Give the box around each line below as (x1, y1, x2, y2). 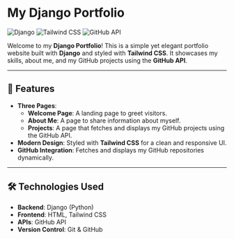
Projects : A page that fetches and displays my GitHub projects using (27, 123, 225, 132)
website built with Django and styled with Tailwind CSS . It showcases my (7, 49, 218, 57)
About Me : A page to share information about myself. (27, 116, 181, 125)
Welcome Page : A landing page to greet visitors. (27, 109, 167, 117)
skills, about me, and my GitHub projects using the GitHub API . (7, 56, 188, 64)
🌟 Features (7, 83, 55, 95)
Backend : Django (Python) (17, 203, 94, 211)
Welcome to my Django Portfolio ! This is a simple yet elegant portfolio (7, 41, 209, 49)
